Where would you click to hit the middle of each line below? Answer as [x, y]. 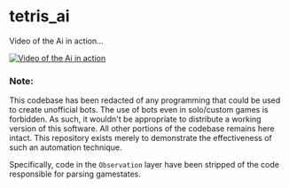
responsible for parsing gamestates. [75, 174]
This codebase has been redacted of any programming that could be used [145, 100]
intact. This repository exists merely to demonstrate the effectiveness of [141, 138]
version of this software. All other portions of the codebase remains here [142, 129]
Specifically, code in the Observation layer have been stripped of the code [144, 165]
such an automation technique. [66, 147]
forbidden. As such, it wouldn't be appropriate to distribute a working [135, 119]
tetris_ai [39, 16]
